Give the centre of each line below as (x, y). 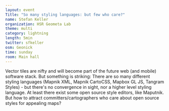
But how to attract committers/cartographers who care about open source (82, 98)
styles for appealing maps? (33, 103)
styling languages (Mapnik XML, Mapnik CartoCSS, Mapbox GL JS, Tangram (85, 82)
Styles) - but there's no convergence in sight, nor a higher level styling (78, 87)
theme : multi (19, 29)
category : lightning (27, 33)
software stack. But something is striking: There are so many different (78, 77)
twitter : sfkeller (24, 43)
